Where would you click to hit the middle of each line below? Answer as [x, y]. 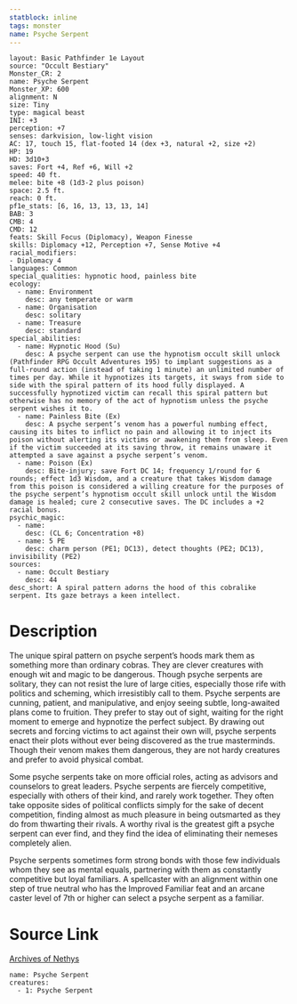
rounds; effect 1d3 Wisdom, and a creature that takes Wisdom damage [141, 479]
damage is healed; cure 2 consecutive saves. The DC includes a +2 [137, 502]
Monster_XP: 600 [39, 90]
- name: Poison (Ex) [55, 464]
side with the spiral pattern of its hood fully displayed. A [127, 385]
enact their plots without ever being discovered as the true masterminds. [142, 741]
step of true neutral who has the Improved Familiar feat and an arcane [137, 889]
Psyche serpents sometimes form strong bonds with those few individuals [145, 861]
